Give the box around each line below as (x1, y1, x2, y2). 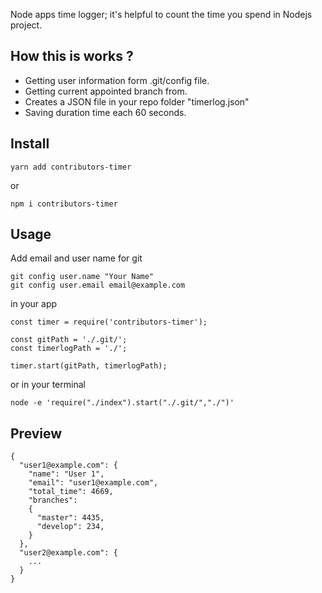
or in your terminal (10, 379, 86, 391)
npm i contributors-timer (10, 199, 118, 209)
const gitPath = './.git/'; (10, 335, 128, 345)
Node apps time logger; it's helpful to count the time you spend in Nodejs (10, 9, 313, 20)
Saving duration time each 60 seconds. (24, 106, 187, 118)
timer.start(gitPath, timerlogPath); (10, 361, 168, 371)
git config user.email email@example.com (10, 280, 186, 291)
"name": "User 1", (28, 469, 105, 479)
